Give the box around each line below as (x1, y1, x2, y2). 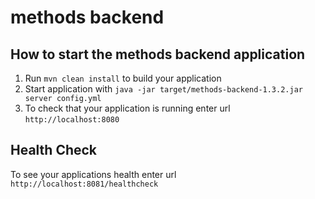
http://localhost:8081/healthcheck (10, 179, 159, 189)
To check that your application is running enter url (24, 102, 231, 114)
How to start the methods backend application (10, 46, 306, 63)
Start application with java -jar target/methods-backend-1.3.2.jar (24, 83, 303, 95)
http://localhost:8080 (24, 115, 120, 125)
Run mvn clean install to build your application (24, 72, 222, 84)
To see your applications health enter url (10, 168, 177, 180)
